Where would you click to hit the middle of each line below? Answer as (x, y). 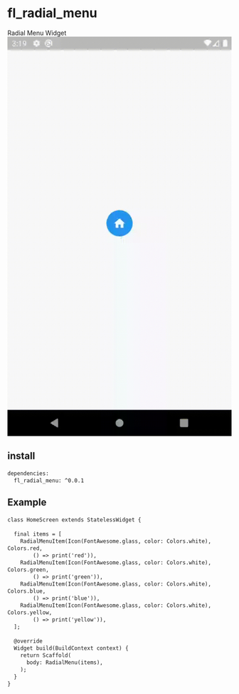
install (21, 456)
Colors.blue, (27, 591)
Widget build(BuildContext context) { (71, 648)
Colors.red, (25, 548)
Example (27, 502)
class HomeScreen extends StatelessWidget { (74, 520)
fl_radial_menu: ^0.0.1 (49, 480)
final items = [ (38, 534)
